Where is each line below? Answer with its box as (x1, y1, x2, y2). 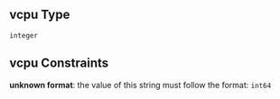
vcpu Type (9, 7, 70, 22)
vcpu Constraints (9, 56, 109, 71)
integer (9, 31, 39, 40)
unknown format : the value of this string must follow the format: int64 (9, 79, 272, 90)
